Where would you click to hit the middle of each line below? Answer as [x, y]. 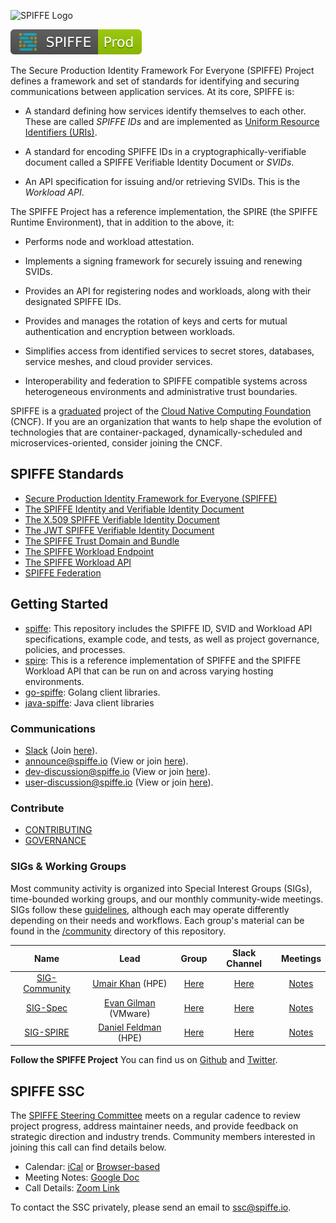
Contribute [37, 808]
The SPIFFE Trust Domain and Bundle [102, 541]
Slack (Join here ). [61, 750]
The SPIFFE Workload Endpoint [89, 551]
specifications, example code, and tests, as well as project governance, [172, 639]
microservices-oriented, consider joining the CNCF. [116, 443]
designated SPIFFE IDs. [73, 301]
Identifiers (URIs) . [61, 132]
